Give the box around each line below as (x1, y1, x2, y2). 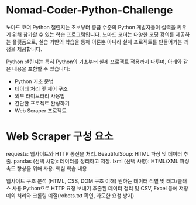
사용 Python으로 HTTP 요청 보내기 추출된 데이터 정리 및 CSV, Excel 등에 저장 (12, 184, 189, 192)
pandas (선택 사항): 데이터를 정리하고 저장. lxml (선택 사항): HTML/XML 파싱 (13, 158, 190, 165)
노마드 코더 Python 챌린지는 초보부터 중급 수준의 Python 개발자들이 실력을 (6, 23, 176, 30)
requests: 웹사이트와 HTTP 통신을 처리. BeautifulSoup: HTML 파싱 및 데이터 (6, 150, 183, 157)
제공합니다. (16, 45, 43, 53)
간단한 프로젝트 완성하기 (14, 100, 70, 107)
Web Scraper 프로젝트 (14, 107, 67, 114)
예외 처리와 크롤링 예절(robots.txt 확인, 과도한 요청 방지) (6, 192, 135, 199)
